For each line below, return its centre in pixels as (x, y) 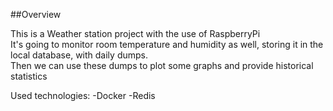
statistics (29, 76)
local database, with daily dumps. (79, 55)
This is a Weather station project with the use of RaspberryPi (135, 33)
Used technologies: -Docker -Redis (83, 95)
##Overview (36, 14)
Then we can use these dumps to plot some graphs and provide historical (162, 65)
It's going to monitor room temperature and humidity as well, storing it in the (167, 44)
